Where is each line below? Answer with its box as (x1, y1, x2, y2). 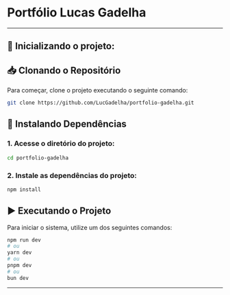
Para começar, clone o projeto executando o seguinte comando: (7, 86, 188, 94)
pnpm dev (7, 262, 32, 269)
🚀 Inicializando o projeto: (7, 40, 115, 52)
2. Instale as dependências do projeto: (7, 170, 137, 180)
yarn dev (7, 249, 32, 256)
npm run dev (7, 236, 41, 244)
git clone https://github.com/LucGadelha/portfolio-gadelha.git (7, 99, 194, 107)
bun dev (7, 274, 29, 281)
